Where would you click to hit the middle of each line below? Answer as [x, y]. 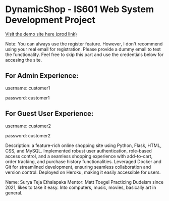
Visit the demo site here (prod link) [41, 34]
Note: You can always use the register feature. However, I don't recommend [84, 43]
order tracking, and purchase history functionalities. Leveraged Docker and [83, 161]
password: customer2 [28, 135]
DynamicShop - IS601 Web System [79, 9]
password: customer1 [27, 97]
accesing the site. [23, 60]
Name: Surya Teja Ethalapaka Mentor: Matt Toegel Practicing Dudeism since [84, 182]
